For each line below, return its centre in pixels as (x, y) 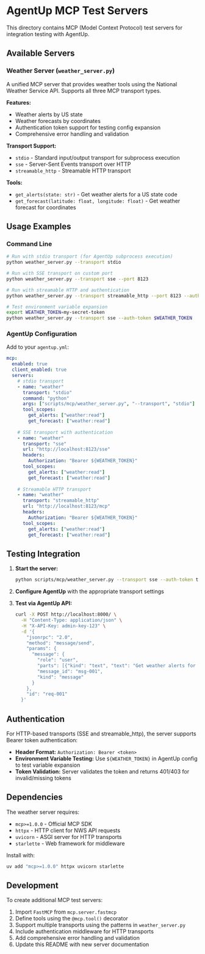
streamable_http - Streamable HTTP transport (73, 170)
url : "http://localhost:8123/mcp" (67, 506)
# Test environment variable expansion (57, 307)
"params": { (41, 649)
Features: (19, 102)
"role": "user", (58, 660)
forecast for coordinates (45, 207)
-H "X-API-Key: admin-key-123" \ (63, 626)
